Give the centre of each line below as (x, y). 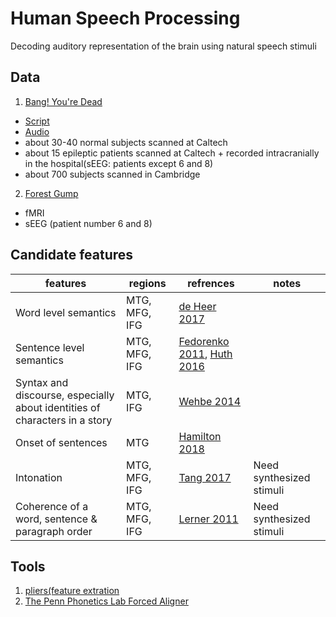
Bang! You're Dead (63, 101)
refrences (211, 283)
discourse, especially (65, 395)
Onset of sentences (61, 442)
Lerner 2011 (208, 519)
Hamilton (200, 436)
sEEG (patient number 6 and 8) (88, 223)
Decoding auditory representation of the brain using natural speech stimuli (163, 46)
